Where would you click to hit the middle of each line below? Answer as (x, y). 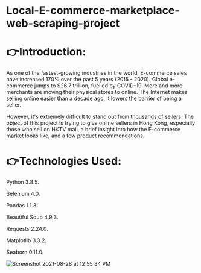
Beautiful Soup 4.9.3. (32, 217)
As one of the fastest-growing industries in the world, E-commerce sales (97, 73)
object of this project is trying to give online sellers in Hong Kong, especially (101, 123)
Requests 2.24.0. (27, 229)
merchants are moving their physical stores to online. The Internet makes (97, 92)
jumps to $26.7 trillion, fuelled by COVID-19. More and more (108, 86)
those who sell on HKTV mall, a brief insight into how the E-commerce (94, 130)
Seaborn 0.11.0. (25, 252)
